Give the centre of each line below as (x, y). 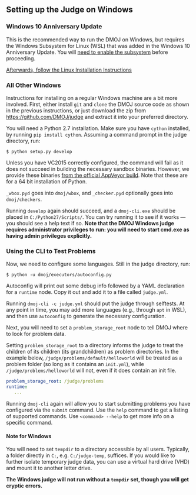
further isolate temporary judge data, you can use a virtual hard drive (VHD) (98, 462)
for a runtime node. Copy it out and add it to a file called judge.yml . (87, 292)
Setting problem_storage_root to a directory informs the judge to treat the (95, 345)
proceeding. (21, 58)
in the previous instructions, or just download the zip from (76, 110)
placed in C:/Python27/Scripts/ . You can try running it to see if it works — (96, 217)
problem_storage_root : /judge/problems (55, 381)
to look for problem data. (36, 334)
